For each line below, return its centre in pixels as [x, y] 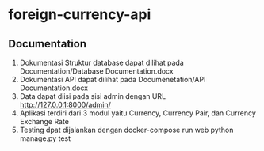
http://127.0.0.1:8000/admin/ [65, 105]
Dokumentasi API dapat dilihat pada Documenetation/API [113, 79]
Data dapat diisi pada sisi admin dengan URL [93, 96]
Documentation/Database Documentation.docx [96, 71]
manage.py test [45, 138]
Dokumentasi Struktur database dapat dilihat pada [101, 62]
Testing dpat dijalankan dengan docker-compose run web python [126, 130]
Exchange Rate [44, 121]
